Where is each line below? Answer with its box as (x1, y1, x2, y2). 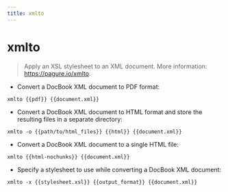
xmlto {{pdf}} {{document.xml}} (7, 96, 99, 102)
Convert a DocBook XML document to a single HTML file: (16, 140, 179, 148)
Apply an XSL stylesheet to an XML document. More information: (23, 62, 207, 70)
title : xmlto (7, 10, 45, 17)
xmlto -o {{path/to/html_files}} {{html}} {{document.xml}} (7, 128, 183, 135)
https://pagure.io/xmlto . (23, 69, 91, 77)
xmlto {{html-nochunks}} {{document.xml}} (7, 153, 130, 161)
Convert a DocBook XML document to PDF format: (16, 83, 160, 91)
